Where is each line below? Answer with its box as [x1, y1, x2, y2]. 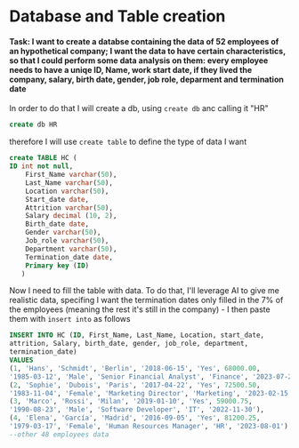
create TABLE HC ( [9, 154, 77, 163]
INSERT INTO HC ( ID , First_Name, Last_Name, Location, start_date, [9, 331, 265, 340]
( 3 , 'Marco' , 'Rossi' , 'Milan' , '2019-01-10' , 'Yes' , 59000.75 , [9, 397, 253, 406]
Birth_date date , [25, 220, 90, 228]
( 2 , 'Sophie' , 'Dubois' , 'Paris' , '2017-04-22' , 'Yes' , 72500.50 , [9, 380, 261, 389]
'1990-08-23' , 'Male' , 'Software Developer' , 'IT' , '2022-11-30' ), [9, 405, 265, 414]
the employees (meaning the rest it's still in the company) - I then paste [9, 304, 271, 315]
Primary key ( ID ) [25, 260, 90, 270]
